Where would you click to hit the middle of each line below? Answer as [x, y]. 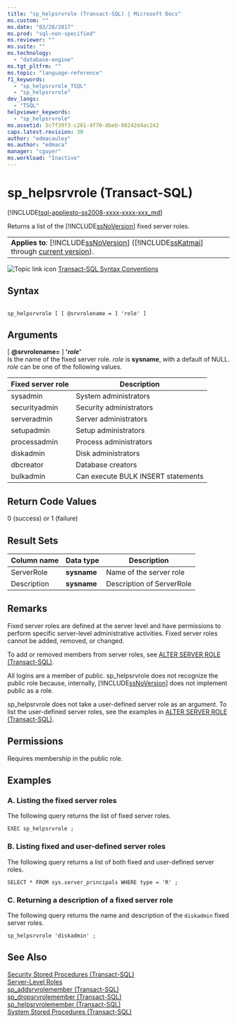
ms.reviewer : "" [31, 40]
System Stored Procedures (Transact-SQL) [69, 1012]
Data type [83, 560]
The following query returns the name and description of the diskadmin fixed [118, 915]
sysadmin [27, 396]
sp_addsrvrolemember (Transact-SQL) [63, 989]
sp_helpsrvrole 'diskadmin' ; [52, 936]
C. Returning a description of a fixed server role [90, 900]
